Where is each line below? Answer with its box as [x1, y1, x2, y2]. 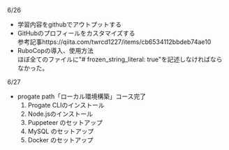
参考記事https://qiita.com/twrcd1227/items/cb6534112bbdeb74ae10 [17, 38, 212, 46]
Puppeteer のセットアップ [27, 119, 103, 126]
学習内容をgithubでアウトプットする [17, 20, 122, 29]
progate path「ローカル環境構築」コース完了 [17, 92, 147, 100]
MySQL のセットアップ [27, 127, 94, 135]
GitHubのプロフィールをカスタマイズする [17, 29, 135, 37]
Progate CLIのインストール [27, 101, 105, 109]
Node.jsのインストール [27, 110, 93, 118]
